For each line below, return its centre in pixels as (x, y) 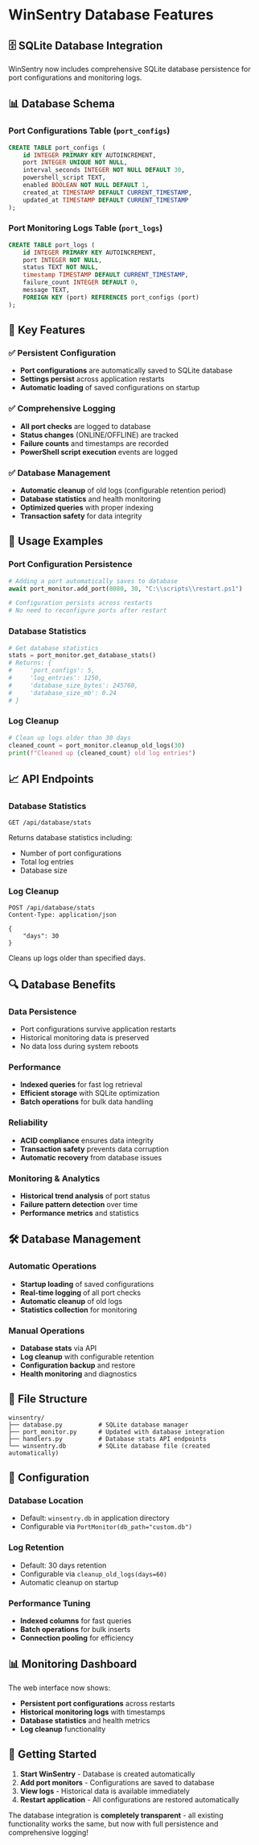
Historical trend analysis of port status (85, 1196)
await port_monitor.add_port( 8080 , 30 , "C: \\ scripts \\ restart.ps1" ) (125, 589)
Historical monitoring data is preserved (84, 1038)
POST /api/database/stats (51, 908)
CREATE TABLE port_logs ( (51, 245)
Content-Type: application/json (62, 915)
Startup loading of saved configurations (87, 1284)
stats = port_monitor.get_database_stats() (82, 656)
